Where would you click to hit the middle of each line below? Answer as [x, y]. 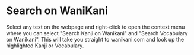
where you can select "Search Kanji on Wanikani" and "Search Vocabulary [97, 33]
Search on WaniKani [57, 11]
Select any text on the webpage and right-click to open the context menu [96, 27]
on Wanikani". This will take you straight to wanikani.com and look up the [95, 39]
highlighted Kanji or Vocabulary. [45, 46]
